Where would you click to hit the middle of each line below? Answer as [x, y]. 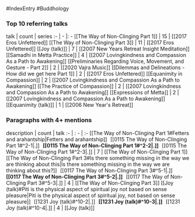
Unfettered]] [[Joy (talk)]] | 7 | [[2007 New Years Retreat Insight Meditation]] [98, 49]
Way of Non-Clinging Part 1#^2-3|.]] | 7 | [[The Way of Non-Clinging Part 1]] [97, 151]
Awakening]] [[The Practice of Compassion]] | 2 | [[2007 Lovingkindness [93, 86]
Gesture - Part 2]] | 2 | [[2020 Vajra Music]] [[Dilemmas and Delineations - [95, 67]
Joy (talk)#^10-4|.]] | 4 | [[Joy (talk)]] [51, 208]
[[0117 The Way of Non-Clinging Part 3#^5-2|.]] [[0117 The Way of [88, 177]
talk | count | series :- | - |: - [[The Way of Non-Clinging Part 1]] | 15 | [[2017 [96, 36]
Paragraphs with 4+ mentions [49, 120]
